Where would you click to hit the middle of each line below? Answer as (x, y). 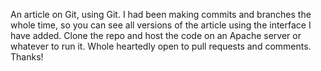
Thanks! (27, 57)
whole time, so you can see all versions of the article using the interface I (161, 25)
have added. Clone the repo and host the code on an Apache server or (156, 35)
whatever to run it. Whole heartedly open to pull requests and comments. (161, 46)
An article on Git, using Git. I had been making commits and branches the (161, 14)
